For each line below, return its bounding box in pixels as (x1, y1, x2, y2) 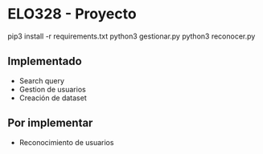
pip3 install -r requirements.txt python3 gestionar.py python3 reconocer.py (7, 31, 256, 41)
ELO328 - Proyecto (7, 5, 138, 23)
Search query (18, 75, 65, 85)
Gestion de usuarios (18, 84, 86, 94)
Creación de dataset (18, 93, 87, 103)
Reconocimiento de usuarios (18, 137, 114, 147)
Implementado (7, 55, 82, 68)
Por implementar (7, 116, 93, 130)
